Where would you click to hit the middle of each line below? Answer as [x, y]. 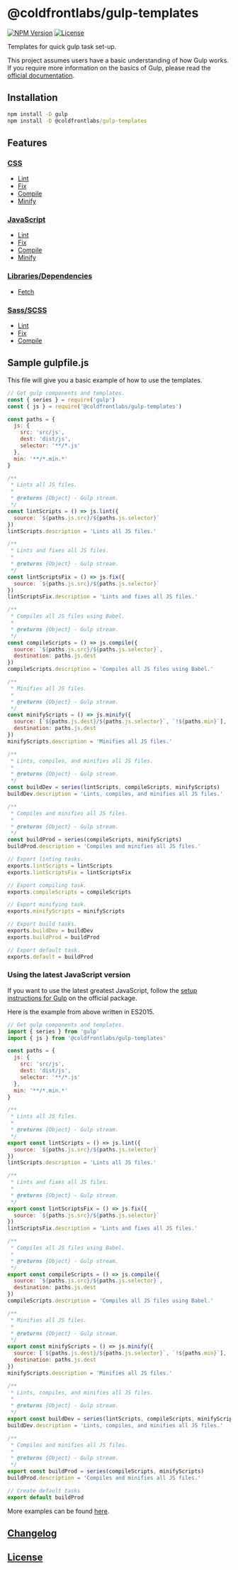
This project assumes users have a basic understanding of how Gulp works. [118, 60]
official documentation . [41, 75]
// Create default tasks [44, 1490]
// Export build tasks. [42, 924]
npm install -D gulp [38, 114]
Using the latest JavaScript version [69, 975]
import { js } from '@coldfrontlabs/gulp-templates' [87, 1038]
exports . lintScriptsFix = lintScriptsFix [69, 872]
